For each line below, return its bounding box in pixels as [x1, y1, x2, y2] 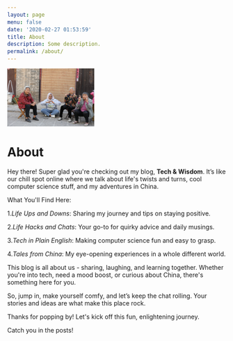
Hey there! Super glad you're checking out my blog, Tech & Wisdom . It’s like [7, 167, 226, 176]
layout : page [7, 11, 45, 18]
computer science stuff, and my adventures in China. [7, 182, 159, 191]
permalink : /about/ [7, 48, 64, 55]
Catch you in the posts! [7, 326, 74, 335]
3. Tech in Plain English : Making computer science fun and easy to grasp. [7, 236, 216, 245]
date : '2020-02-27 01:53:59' [7, 26, 92, 33]
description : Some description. [7, 40, 101, 48]
